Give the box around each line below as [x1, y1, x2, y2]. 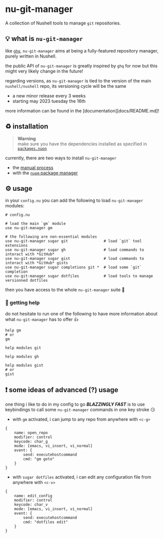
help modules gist [5, 363, 43, 368]
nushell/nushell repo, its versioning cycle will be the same [5, 83, 126, 89]
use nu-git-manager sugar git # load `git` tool [5, 239, 142, 244]
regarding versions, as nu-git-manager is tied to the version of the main [5, 77, 151, 83]
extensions [5, 243, 28, 248]
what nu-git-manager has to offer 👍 [5, 316, 78, 322]
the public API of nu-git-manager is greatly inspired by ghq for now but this [5, 62, 157, 68]
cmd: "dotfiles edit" [23, 520, 68, 525]
